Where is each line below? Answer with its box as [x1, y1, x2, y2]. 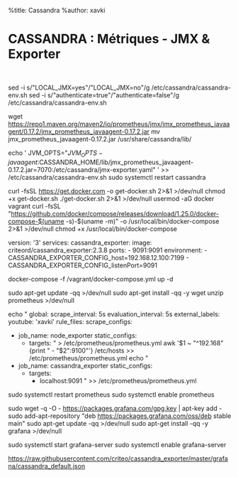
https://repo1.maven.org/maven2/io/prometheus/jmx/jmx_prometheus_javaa [8, 119, 230, 128]
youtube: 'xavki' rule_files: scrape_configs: [8, 317, 133, 326]
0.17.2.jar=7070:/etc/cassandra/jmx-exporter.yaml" [8, 165, 156, 173]
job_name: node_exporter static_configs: [18, 331, 137, 340]
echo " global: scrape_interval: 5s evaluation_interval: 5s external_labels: [8, 309, 220, 318]
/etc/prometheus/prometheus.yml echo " [28, 353, 149, 362]
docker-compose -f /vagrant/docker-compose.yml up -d [8, 274, 174, 283]
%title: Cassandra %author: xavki [8, 6, 106, 14]
